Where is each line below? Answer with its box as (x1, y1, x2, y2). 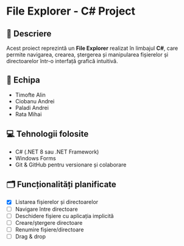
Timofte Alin (15, 91, 46, 98)
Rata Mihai (15, 111, 42, 118)
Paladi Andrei (15, 104, 49, 111)
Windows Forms (15, 154, 56, 162)
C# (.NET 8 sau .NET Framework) (15, 148, 99, 155)
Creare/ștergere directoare (15, 219, 83, 226)
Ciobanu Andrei (15, 97, 55, 104)
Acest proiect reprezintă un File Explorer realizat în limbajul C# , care (6, 44, 179, 52)
